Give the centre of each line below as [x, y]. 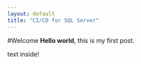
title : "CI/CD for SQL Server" [53, 20]
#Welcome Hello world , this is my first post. [71, 40]
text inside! [23, 54]
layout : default [31, 14]
